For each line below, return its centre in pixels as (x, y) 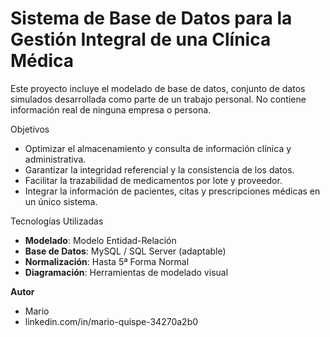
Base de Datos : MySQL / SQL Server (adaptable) (125, 251)
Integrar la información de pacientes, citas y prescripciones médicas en (172, 191)
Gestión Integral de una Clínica (141, 39)
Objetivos (30, 129)
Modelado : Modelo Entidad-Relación (100, 240)
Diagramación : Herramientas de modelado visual (126, 272)
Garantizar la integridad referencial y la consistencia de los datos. (159, 169)
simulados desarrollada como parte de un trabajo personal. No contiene (158, 99)
